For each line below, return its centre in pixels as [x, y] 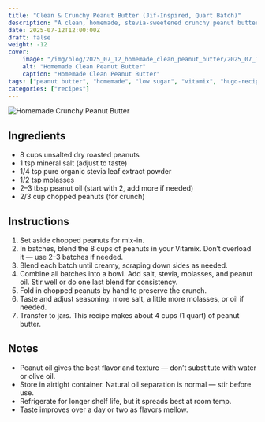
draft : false [30, 37]
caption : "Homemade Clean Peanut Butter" [91, 74]
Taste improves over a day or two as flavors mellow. [104, 409]
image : [33, 60]
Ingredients [37, 136]
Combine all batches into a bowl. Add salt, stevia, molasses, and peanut [136, 274]
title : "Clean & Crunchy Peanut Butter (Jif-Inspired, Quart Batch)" [125, 15]
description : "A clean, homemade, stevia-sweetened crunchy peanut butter [134, 23]
